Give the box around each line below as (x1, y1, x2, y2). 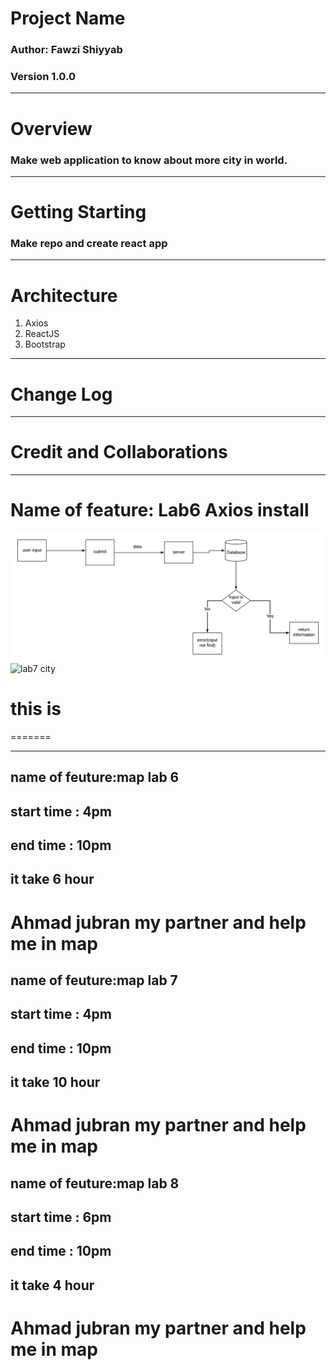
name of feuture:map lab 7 (10, 972, 178, 989)
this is (10, 698, 62, 721)
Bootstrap (24, 338, 66, 351)
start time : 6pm (10, 1209, 112, 1226)
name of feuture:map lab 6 (10, 769, 180, 786)
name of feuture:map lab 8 (10, 1175, 180, 1192)
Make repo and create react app (10, 237, 168, 250)
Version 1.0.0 (10, 70, 76, 84)
